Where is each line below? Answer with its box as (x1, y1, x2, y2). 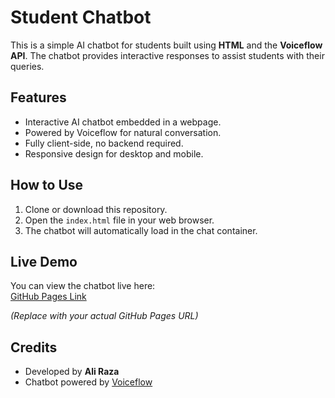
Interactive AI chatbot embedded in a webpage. (24, 116, 222, 128)
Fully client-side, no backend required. (24, 137, 184, 149)
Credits (10, 339, 58, 356)
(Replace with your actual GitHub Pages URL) (10, 310, 199, 322)
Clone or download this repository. (24, 203, 168, 215)
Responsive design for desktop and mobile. (24, 147, 204, 160)
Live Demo (10, 253, 78, 270)
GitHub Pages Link (10, 291, 87, 303)
